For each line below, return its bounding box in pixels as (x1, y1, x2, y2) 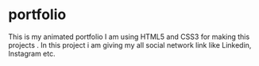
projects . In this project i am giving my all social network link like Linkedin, (8, 40, 252, 49)
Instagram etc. (8, 49, 56, 58)
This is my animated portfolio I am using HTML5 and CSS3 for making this (8, 32, 250, 41)
